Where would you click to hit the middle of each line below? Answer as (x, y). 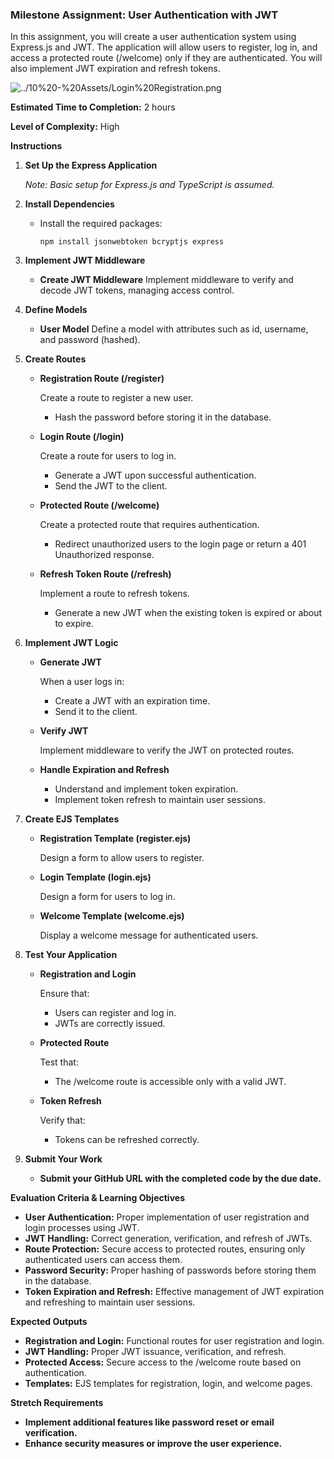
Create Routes (55, 359)
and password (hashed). (90, 340)
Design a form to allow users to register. (122, 858)
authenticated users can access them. (103, 1260)
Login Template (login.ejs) (95, 877)
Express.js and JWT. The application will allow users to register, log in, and (164, 47)
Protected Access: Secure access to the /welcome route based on (163, 1362)
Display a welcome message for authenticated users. (149, 935)
